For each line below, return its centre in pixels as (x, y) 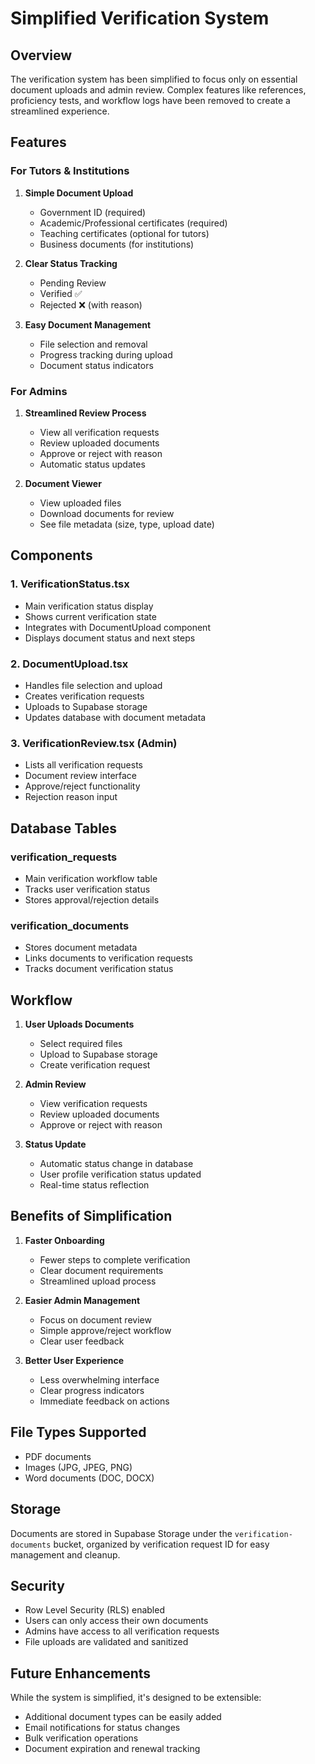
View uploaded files (80, 503)
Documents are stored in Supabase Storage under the (121, 1533)
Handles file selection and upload (93, 685)
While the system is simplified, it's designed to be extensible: (136, 1698)
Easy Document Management (88, 324)
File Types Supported (78, 1432)
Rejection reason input (71, 797)
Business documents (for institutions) (117, 244)
